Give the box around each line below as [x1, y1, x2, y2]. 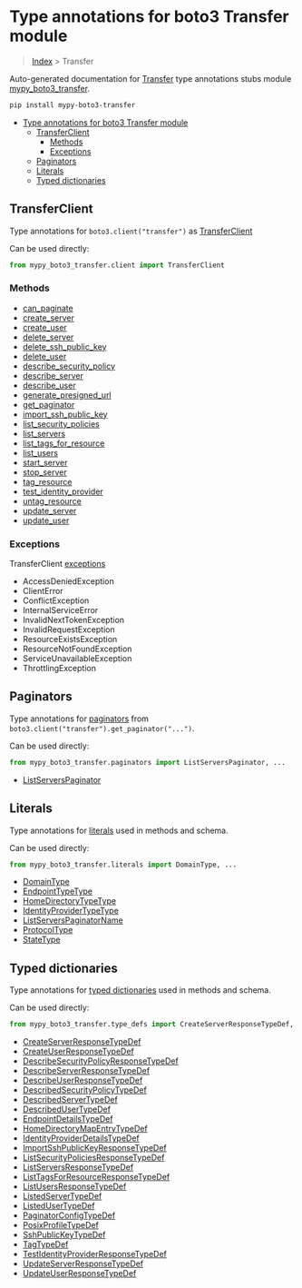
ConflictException [22, 595, 90, 606]
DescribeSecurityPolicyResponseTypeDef [22, 1055, 179, 1066]
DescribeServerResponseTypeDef [22, 1065, 151, 1076]
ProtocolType [22, 925, 73, 936]
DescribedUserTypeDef [22, 1104, 112, 1115]
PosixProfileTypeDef [22, 1220, 100, 1231]
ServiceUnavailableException [22, 653, 132, 664]
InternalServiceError [22, 605, 99, 616]
